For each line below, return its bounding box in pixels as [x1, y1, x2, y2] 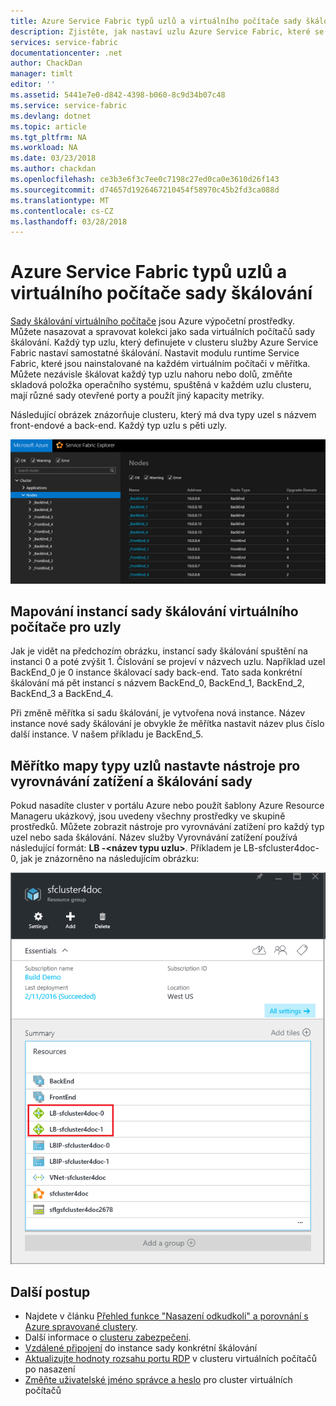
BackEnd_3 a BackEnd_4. [10, 688, 114, 700]
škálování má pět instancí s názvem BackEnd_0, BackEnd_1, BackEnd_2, [10, 677, 305, 689]
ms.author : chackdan [10, 164, 97, 174]
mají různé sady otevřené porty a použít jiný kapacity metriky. [10, 390, 265, 402]
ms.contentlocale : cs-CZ [10, 206, 114, 216]
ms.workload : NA [10, 143, 78, 153]
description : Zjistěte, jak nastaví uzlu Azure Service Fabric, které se [10, 26, 325, 37]
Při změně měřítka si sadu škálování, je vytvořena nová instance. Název [10, 707, 306, 719]
